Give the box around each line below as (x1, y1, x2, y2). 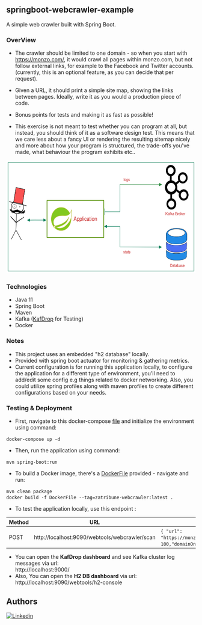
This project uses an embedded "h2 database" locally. (14, 350, 150, 357)
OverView (6, 35, 36, 44)
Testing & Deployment (6, 404, 72, 412)
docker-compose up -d (6, 436, 61, 442)
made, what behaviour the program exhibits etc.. (14, 149, 135, 156)
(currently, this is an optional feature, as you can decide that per (14, 69, 174, 76)
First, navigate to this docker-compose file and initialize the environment (14, 417, 194, 425)
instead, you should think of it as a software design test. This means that (14, 129, 195, 137)
